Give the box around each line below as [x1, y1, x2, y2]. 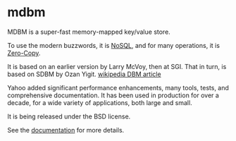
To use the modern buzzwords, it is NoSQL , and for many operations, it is [7, 41, 221, 49]
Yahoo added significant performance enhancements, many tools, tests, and [7, 83, 229, 92]
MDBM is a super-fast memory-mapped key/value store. [7, 27, 170, 36]
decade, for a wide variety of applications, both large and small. [7, 98, 192, 106]
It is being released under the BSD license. [7, 112, 131, 121]
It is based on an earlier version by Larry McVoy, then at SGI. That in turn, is [7, 62, 227, 70]
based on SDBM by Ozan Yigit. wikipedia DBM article [7, 70, 161, 78]
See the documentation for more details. [7, 125, 125, 134]
